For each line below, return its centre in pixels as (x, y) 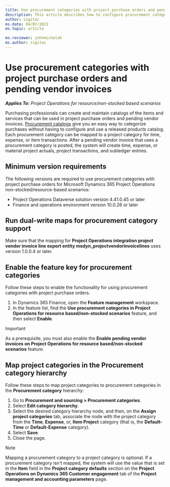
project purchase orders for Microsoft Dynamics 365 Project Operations (80, 184)
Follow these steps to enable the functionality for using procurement (76, 288)
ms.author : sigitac (26, 43)
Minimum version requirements (56, 167)
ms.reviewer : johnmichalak (34, 38)
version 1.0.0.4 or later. (29, 252)
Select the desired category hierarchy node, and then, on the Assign (84, 411)
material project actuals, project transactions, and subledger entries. (76, 150)
